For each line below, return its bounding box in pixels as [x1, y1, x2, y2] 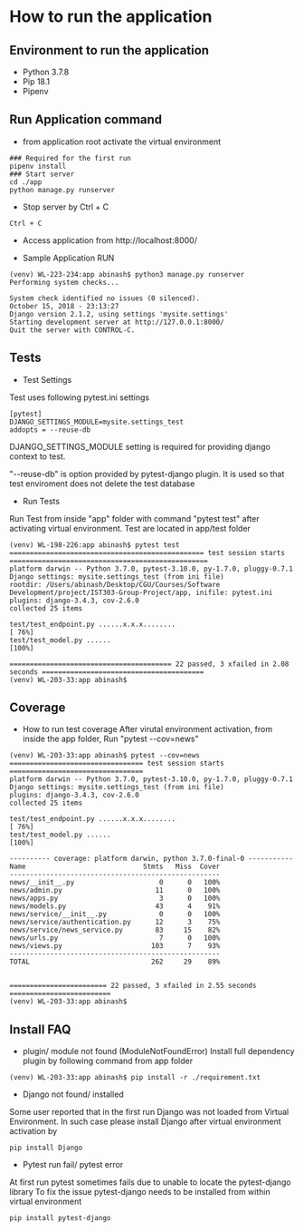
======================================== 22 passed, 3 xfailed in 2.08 [9, 660, 290, 669]
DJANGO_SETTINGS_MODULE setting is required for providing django [9, 441, 271, 452]
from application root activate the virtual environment [22, 136, 222, 147]
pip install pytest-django [9, 1214, 111, 1223]
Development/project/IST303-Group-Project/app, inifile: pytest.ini [9, 588, 273, 597]
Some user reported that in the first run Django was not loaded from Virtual [9, 1107, 290, 1118]
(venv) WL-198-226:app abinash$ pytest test [9, 540, 180, 550]
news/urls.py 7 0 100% [9, 934, 221, 943]
